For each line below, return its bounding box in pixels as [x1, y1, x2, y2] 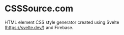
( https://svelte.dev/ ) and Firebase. [4, 24, 74, 30]
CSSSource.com [4, 3, 73, 14]
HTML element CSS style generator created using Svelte [4, 19, 120, 25]
